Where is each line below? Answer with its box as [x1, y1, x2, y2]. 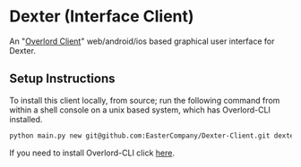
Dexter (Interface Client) [9, 6, 194, 27]
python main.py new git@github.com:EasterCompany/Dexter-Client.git [9, 131, 271, 140]
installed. [9, 113, 43, 124]
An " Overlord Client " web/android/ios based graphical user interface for [9, 36, 275, 46]
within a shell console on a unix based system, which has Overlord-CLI [9, 104, 271, 115]
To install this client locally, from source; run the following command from [9, 95, 280, 105]
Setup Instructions [9, 71, 116, 87]
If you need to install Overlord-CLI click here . [9, 147, 175, 158]
